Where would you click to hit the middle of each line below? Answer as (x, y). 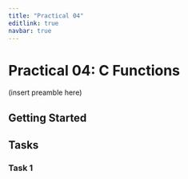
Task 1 (21, 168)
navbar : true (30, 31)
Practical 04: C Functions (94, 70)
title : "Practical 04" (46, 16)
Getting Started (48, 118)
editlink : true (34, 23)
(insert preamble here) (45, 92)
